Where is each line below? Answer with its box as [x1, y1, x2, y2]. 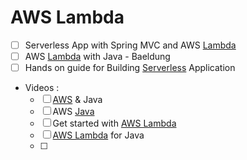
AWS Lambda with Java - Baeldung [24, 51, 171, 62]
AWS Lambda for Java [52, 129, 145, 141]
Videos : [24, 82, 60, 94]
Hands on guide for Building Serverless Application [24, 62, 236, 74]
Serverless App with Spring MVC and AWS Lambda [24, 39, 237, 51]
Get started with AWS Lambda [52, 117, 177, 130]
